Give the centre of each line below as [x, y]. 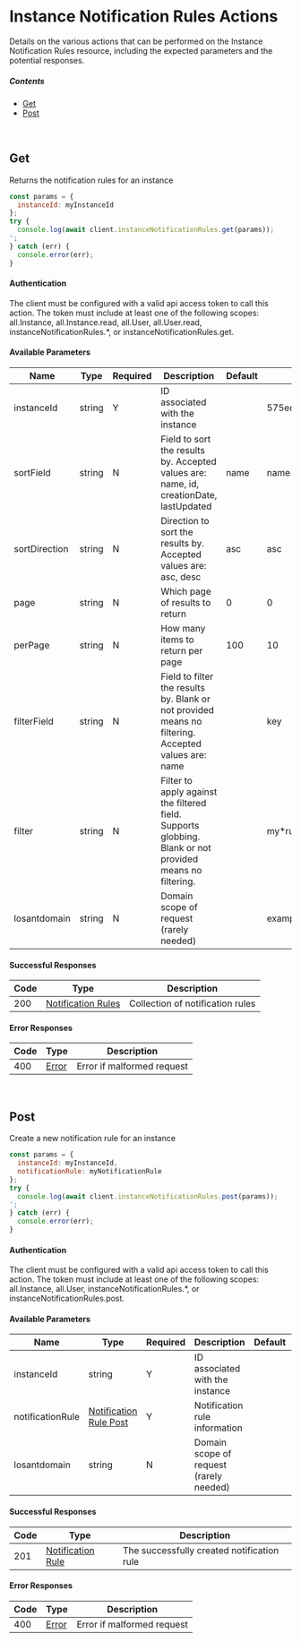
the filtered [184, 803]
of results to [186, 602]
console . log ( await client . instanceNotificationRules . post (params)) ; [148, 1196]
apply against [189, 792]
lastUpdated [186, 506]
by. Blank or [185, 699]
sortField [32, 473]
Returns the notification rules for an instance [91, 180]
